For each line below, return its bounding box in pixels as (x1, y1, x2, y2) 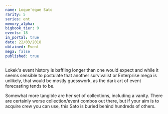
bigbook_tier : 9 (5, 26, 39, 31)
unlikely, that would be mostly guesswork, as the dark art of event (5, 78, 141, 84)
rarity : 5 (5, 12, 26, 17)
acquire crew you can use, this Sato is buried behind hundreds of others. (5, 103, 156, 110)
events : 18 (5, 30, 28, 35)
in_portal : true (5, 35, 39, 40)
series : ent (5, 16, 30, 21)
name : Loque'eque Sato (5, 7, 53, 12)
